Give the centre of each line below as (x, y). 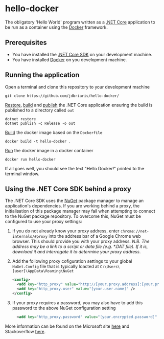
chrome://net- (135, 231)
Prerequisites (26, 43)
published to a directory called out (40, 110)
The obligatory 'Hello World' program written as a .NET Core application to (80, 22)
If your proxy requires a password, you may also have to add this (77, 303)
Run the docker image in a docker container (49, 150)
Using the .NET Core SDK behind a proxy (68, 189)
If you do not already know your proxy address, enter (66, 231)
